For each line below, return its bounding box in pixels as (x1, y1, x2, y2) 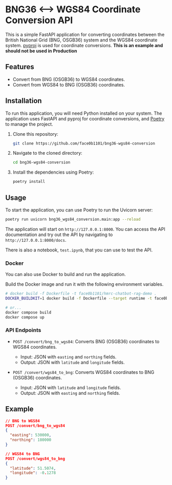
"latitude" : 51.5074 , (10, 466, 56, 471)
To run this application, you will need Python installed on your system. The (5, 110, 162, 116)
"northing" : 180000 (10, 437, 52, 442)
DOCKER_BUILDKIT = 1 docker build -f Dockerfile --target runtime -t (5, 296, 153, 301)
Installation (5, 96, 42, 106)
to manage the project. (5, 121, 53, 127)
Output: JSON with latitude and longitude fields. (20, 359, 125, 365)
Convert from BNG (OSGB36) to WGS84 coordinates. (12, 76, 125, 82)
